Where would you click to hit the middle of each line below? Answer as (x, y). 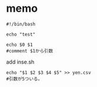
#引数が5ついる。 (24, 79)
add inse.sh (20, 62)
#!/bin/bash (21, 24)
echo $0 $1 (20, 45)
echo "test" (21, 34)
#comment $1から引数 (30, 51)
